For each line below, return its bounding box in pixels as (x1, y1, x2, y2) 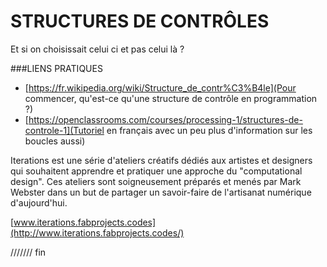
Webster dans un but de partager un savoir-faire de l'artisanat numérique (10, 186, 312, 198)
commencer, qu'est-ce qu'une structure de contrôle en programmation (24, 92, 318, 104)
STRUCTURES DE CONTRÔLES (10, 10, 270, 33)
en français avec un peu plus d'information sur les (106, 124, 313, 136)
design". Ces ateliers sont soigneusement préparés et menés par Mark (10, 175, 302, 187)
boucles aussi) (24, 135, 86, 147)
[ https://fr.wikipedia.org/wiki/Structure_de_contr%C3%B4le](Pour (24, 81, 297, 94)
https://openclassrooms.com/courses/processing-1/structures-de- (28, 113, 303, 125)
